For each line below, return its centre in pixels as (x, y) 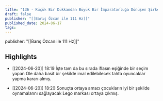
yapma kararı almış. (32, 79)
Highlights (21, 57)
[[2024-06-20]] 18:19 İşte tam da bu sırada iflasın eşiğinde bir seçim (80, 68)
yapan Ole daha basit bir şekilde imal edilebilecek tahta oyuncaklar (79, 73)
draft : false (18, 14)
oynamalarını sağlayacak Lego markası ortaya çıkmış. (65, 93)
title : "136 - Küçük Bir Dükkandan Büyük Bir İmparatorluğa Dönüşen (76, 9)
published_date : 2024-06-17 (33, 23)
